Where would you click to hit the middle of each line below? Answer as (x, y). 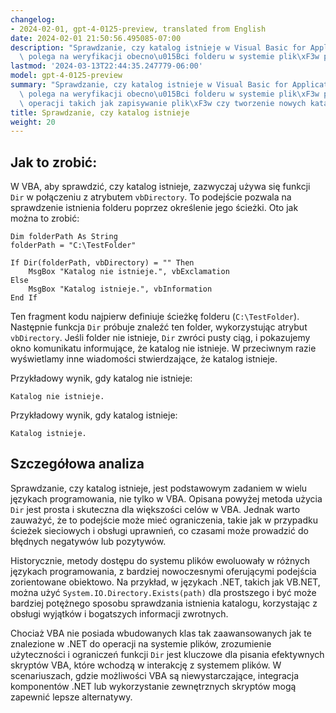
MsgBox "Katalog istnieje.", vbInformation (120, 289)
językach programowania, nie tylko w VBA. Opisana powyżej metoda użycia (166, 498)
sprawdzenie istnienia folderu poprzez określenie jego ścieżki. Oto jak (154, 208)
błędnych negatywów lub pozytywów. (88, 541)
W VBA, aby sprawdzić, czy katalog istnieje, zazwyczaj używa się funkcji (160, 187)
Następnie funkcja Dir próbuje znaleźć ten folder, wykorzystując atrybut (159, 327)
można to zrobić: (45, 218)
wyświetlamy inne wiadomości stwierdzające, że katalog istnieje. (144, 359)
